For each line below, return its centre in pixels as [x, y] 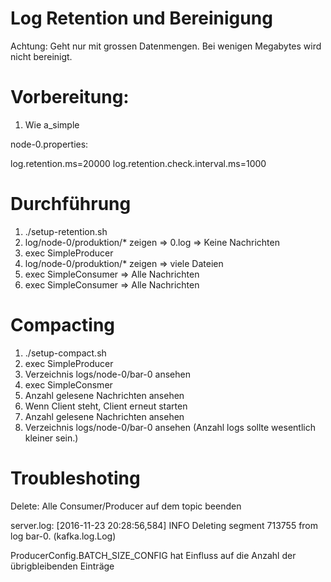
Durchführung [71, 204]
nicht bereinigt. [41, 56]
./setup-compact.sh [65, 353]
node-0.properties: [49, 144]
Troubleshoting [75, 478]
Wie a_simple [52, 124]
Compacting [63, 325]
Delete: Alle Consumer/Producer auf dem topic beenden [126, 506]
